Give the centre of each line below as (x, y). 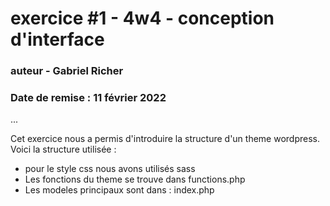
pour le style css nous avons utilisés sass (110, 169)
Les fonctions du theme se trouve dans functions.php (135, 179)
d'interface (57, 39)
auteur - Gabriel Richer (67, 71)
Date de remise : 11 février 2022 (88, 98)
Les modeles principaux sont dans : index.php (119, 190)
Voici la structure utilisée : (63, 149)
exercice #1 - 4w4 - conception (142, 18)
